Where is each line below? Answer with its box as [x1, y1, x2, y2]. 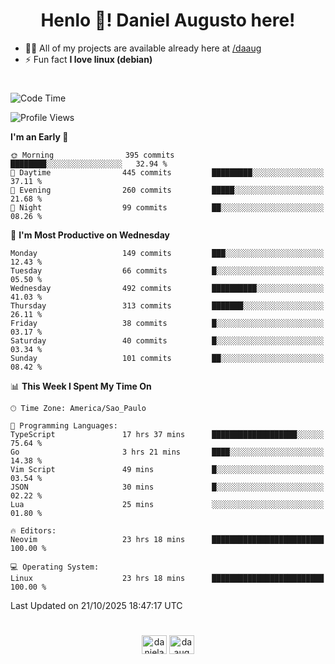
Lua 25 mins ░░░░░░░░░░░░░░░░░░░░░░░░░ [10, 500, 325, 510]
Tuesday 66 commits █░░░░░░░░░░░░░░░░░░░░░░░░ [10, 266, 325, 276]
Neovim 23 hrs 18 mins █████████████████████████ [10, 535, 325, 545]
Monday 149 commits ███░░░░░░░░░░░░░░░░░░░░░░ [10, 249, 325, 259]
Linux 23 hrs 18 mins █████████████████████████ [10, 574, 325, 584]
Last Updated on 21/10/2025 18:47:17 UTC [10, 600, 183, 612]
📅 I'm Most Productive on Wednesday [10, 229, 170, 241]
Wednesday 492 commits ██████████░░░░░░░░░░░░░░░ [10, 284, 325, 294]
